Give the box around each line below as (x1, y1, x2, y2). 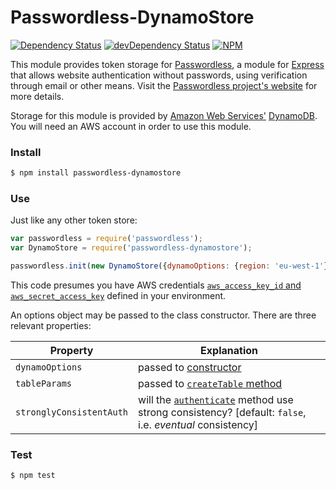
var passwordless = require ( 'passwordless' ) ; (10, 234, 203, 244)
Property (49, 344, 94, 358)
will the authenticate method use (138, 393, 294, 407)
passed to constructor (138, 361, 242, 375)
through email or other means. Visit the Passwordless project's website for (10, 79, 318, 91)
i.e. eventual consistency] (138, 418, 259, 432)
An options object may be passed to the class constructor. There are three (10, 309, 317, 321)
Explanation (200, 344, 258, 358)
